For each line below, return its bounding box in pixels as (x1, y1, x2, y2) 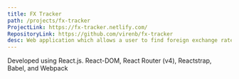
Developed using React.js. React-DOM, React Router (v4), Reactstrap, (7, 56, 212, 65)
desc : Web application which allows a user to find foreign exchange (7, 37, 218, 44)
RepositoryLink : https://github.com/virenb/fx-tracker (7, 30, 174, 38)
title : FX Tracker (7, 10, 62, 18)
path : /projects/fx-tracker (7, 17, 91, 24)
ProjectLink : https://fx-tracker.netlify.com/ (7, 23, 148, 31)
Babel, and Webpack (7, 64, 68, 73)
